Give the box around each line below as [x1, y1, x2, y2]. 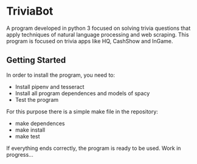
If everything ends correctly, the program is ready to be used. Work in [6, 144, 181, 152]
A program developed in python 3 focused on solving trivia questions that [6, 24, 191, 32]
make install [15, 126, 46, 134]
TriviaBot [6, 4, 54, 18]
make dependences [15, 119, 65, 127]
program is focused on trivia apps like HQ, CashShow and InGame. [6, 37, 173, 45]
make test [15, 132, 40, 140]
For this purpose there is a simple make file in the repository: [6, 108, 158, 115]
